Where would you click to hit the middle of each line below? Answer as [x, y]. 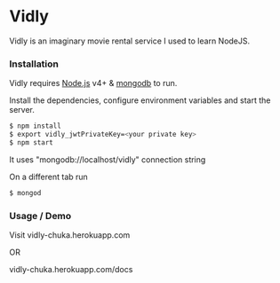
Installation [34, 64]
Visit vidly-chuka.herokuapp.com [70, 235]
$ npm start [31, 142]
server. [22, 110]
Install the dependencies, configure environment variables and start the [140, 100]
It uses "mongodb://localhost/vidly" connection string [108, 159]
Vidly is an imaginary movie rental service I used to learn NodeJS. [130, 41]
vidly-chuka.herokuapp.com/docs [71, 270]
